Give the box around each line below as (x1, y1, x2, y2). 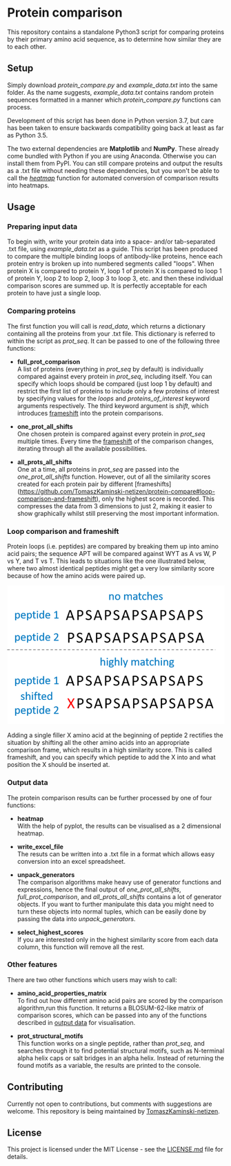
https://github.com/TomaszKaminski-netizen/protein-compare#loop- (19, 487, 216, 495)
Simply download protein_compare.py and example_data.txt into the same (7, 81, 219, 89)
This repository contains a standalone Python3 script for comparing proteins (7, 28, 225, 36)
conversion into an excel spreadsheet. (17, 857, 126, 865)
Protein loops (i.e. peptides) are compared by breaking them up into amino (7, 542, 219, 550)
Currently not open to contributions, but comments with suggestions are (7, 1100, 212, 1108)
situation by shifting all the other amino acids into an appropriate (7, 739, 190, 747)
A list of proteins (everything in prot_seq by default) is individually (17, 364, 204, 373)
